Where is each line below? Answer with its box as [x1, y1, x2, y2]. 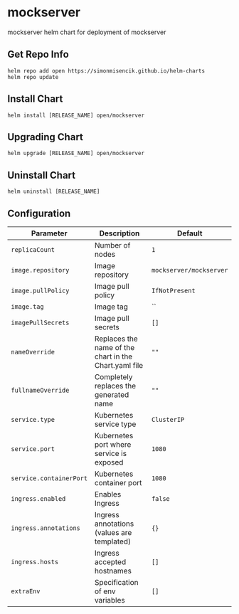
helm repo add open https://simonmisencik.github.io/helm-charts [7, 67, 205, 75]
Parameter [31, 228, 68, 238]
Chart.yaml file [94, 361, 144, 370]
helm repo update [7, 73, 59, 80]
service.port [11, 445, 55, 452]
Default [176, 228, 203, 238]
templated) [94, 536, 132, 546]
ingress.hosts [11, 558, 59, 566]
